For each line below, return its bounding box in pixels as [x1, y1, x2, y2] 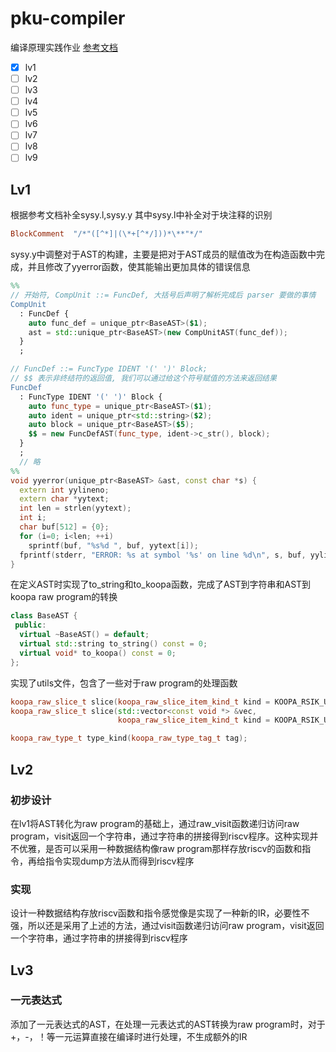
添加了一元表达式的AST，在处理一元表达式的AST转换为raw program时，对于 [10, 1018, 326, 1030]
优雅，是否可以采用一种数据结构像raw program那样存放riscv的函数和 [18, 842, 303, 854]
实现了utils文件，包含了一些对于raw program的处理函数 [10, 677, 238, 689]
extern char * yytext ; [19, 494, 110, 504]
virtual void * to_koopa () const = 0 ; [19, 648, 177, 658]
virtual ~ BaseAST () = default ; [19, 630, 150, 640]
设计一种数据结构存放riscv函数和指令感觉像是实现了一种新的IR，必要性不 [10, 907, 310, 919]
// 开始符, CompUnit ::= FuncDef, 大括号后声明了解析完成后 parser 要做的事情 [10, 290, 317, 301]
